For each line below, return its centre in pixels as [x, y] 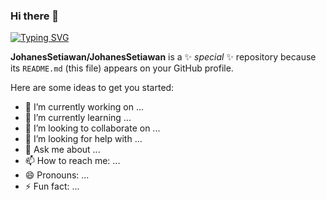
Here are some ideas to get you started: [92, 88]
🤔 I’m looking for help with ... [83, 139]
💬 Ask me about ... [62, 150]
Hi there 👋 [35, 16]
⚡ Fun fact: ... [52, 186]
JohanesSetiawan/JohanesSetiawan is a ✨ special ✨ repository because [163, 57]
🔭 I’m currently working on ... [84, 107]
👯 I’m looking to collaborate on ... [92, 128]
